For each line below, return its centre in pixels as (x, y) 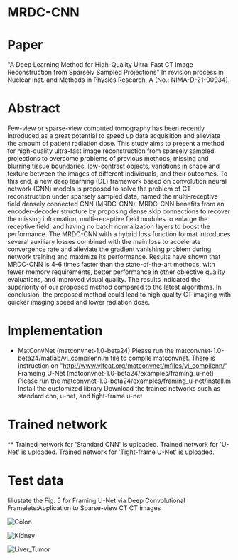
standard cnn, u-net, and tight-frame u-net (80, 396)
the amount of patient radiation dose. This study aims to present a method (116, 144)
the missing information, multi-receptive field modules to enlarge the (108, 219)
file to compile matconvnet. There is (162, 358)
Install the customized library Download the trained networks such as (119, 388)
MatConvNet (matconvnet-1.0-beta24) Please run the (96, 350)
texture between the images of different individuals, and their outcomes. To (118, 174)
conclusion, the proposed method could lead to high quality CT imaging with (119, 295)
